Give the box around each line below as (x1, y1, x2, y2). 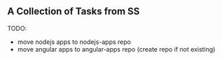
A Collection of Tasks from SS (7, 6, 140, 17)
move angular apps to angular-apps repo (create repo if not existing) (17, 45, 216, 53)
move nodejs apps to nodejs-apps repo (17, 38, 132, 46)
